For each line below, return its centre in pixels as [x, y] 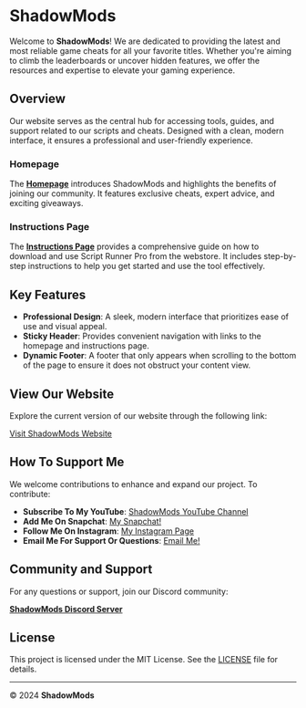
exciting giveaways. [46, 203]
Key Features [48, 294]
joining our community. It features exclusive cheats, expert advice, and [142, 193]
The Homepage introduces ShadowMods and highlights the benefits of [143, 184]
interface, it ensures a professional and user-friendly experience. [131, 140]
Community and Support [81, 570]
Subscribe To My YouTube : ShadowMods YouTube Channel [135, 511]
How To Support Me [67, 462]
